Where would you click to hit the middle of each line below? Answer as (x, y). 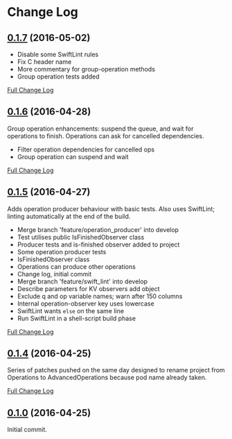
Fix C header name (44, 62)
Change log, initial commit (54, 274)
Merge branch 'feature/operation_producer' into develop (98, 229)
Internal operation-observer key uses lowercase (86, 304)
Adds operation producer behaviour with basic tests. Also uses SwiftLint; (111, 208)
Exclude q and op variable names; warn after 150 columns (100, 296)
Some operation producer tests (62, 251)
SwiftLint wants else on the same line (71, 310)
